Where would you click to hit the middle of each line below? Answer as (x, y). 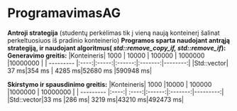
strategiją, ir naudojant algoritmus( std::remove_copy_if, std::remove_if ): (117, 48)
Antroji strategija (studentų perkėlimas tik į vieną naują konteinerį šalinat (114, 33)
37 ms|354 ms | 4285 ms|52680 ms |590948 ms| (80, 70)
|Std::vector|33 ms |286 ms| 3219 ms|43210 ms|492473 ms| (96, 99)
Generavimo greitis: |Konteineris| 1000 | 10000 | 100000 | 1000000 (106, 55)
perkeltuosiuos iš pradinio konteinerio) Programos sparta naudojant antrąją (119, 40)
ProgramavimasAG (64, 13)
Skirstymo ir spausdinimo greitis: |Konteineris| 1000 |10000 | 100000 (110, 84)
